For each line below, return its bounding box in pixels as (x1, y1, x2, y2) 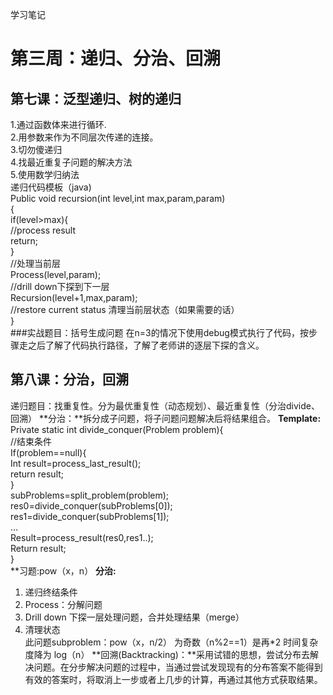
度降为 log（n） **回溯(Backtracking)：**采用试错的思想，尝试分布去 (24, 648, 310, 660)
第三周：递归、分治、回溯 (10, 48, 222, 70)
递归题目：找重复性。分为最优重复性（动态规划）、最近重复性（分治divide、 (10, 399, 320, 412)
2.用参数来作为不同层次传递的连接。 (10, 131, 159, 143)
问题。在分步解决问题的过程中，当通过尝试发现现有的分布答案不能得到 (33, 661, 323, 673)
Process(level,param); (10, 269, 102, 280)
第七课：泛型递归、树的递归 (10, 90, 182, 107)
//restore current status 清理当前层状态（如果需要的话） (10, 304, 240, 315)
